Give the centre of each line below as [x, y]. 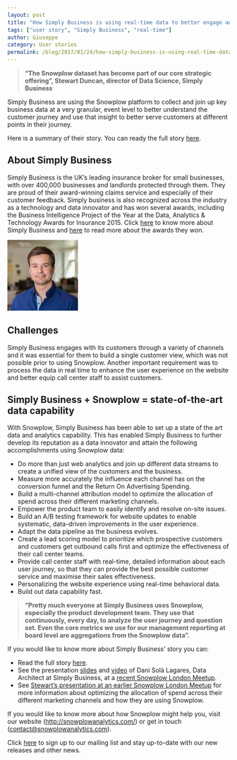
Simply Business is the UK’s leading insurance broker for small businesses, [116, 177]
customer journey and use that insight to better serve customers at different [117, 117]
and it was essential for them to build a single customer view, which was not [118, 355]
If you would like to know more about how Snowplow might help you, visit [114, 714]
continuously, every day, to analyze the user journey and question [124, 620]
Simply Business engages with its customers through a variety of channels [116, 347]
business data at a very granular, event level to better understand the [108, 109]
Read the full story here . [53, 663]
